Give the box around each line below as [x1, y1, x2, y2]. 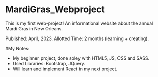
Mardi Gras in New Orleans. [5, 25, 63, 31]
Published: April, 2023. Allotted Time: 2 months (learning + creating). [5, 35, 149, 42]
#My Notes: [5, 45, 30, 51]
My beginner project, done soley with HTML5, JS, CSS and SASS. [12, 55, 150, 61]
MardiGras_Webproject [5, 4, 105, 15]
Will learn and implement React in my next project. [12, 66, 118, 72]
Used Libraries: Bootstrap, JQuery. [12, 60, 85, 66]
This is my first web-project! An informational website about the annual [5, 20, 153, 26]
